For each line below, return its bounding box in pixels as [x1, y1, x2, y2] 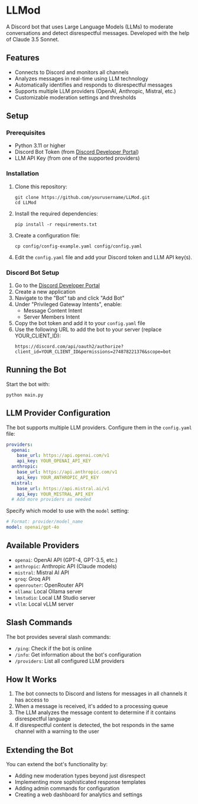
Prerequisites [6, 128, 46, 137]
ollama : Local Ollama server [14, 587, 83, 595]
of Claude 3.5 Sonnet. [6, 36, 60, 43]
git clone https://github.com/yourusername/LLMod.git [14, 194, 150, 200]
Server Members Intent [23, 313, 80, 320]
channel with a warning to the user [14, 728, 99, 735]
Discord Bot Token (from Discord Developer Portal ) [14, 149, 139, 156]
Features [6, 53, 40, 63]
